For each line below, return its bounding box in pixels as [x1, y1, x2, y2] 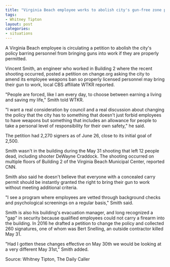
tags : [5, 12, 17, 17]
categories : [5, 26, 30, 31]
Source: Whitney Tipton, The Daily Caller [5, 256, 90, 262]
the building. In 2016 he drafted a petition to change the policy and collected [5, 220, 164, 226]
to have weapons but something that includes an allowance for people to [5, 118, 157, 123]
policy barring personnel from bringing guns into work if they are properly [5, 50, 159, 56]
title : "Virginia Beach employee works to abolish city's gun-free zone [5, 7, 162, 13]
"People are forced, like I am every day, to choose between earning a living [5, 92, 162, 97]
